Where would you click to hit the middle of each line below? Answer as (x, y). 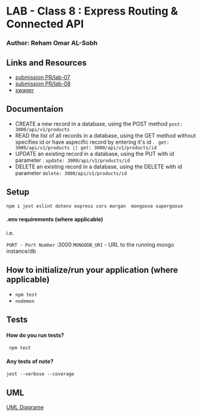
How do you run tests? (35, 335)
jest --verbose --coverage (40, 374)
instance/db (21, 251)
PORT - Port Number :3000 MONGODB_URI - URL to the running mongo (90, 244)
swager (25, 90)
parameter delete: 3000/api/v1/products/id (71, 173)
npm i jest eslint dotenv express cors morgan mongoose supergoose (95, 206)
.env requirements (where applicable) (55, 219)
